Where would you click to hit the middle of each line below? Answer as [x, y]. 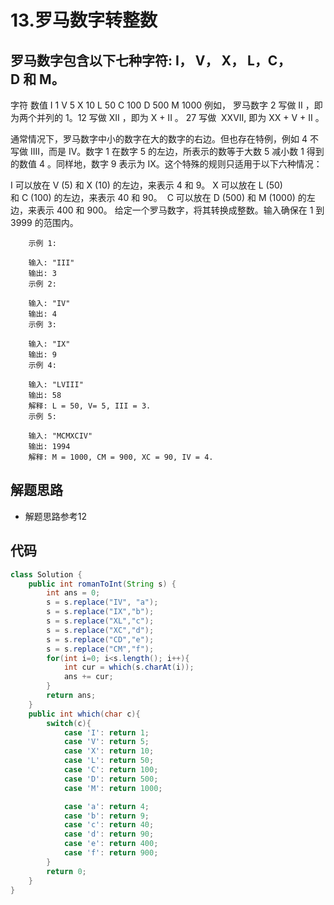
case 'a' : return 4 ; [106, 806]
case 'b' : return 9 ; [106, 816]
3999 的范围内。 [44, 222]
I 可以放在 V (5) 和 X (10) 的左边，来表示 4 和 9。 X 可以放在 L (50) [146, 185]
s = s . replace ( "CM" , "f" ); [100, 649]
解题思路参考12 [56, 516]
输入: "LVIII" [56, 385]
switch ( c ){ [69, 723]
